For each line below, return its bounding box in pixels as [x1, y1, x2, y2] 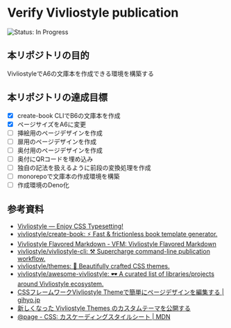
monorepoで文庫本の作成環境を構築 [17, 172, 120, 180]
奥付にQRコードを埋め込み [17, 155, 94, 163]
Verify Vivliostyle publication [7, 5, 179, 21]
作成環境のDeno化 [17, 181, 69, 189]
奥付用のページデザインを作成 [17, 146, 103, 154]
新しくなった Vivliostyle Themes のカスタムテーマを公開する [17, 304, 191, 312]
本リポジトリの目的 [7, 50, 89, 62]
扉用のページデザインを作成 [17, 137, 97, 146]
